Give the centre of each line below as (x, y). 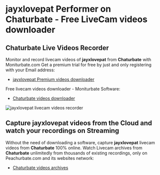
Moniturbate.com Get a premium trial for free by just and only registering (79, 65)
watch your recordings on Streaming (62, 131)
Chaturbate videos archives (40, 168)
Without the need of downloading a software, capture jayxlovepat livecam (80, 142)
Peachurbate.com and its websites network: (50, 158)
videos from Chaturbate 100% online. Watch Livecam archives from (74, 148)
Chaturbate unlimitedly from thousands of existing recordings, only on (77, 153)
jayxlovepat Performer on (58, 9)
